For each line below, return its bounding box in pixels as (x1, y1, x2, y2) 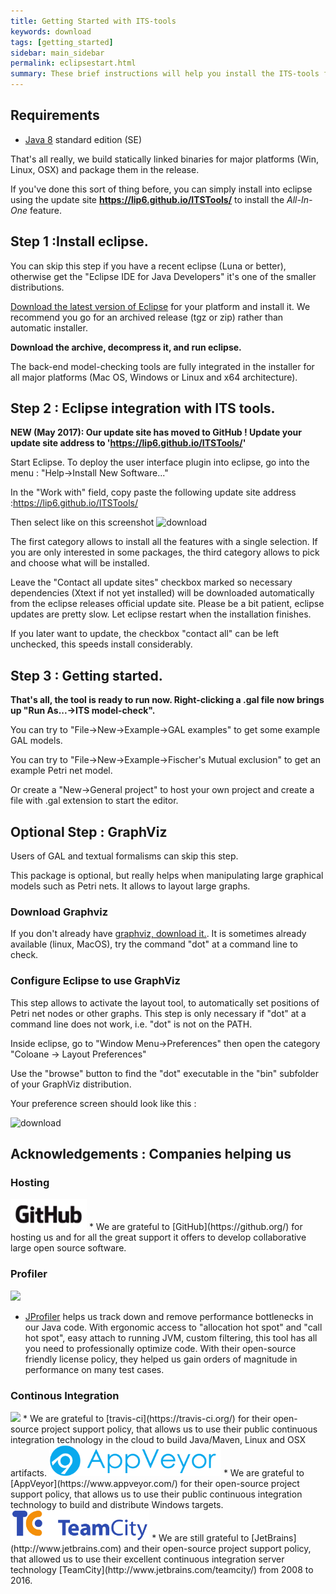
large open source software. (10, 1242, 127, 1254)
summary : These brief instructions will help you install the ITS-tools (10, 69, 320, 79)
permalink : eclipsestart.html (10, 58, 137, 69)
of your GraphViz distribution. (10, 1078, 132, 1090)
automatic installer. (10, 321, 88, 334)
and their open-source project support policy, (123, 1542, 312, 1554)
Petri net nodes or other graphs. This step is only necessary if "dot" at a (10, 1007, 307, 1019)
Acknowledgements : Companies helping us (10, 1146, 292, 1163)
